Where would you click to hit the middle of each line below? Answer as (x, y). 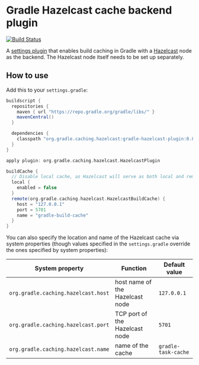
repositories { (30, 106)
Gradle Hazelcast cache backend (89, 10)
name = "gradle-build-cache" (53, 215)
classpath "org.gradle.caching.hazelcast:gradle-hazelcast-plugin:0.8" (107, 139)
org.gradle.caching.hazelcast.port (59, 325)
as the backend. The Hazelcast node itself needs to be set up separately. (95, 57)
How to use (27, 75)
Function (134, 269)
